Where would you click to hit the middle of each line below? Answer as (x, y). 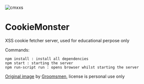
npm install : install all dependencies (47, 59)
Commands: (17, 50)
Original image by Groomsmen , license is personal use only (65, 76)
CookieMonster (37, 27)
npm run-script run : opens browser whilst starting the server (72, 67)
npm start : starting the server (39, 63)
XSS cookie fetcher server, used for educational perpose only (67, 40)
